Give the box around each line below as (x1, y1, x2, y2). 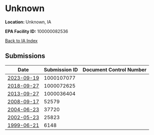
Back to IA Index (5, 37, 38, 44)
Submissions (5, 52, 45, 60)
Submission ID (43, 66, 78, 73)
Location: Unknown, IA (5, 19, 51, 25)
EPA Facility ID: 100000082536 (5, 28, 68, 34)
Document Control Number (82, 66, 147, 73)
